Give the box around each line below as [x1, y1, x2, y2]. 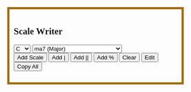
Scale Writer [13, 26, 63, 37]
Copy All [17, 62, 39, 70]
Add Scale [17, 53, 44, 61]
